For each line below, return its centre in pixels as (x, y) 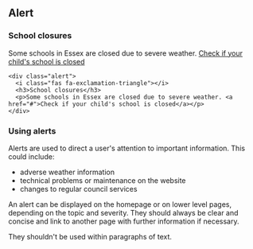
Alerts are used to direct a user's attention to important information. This (127, 148)
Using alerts (32, 130)
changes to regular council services (78, 189)
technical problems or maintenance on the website (103, 180)
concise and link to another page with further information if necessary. (124, 221)
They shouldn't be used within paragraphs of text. (90, 236)
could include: (31, 156)
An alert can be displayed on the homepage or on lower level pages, (120, 204)
